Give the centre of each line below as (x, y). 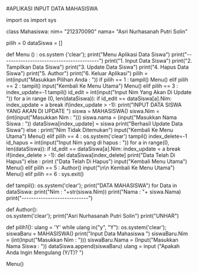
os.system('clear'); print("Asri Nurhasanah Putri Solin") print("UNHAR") (92, 216)
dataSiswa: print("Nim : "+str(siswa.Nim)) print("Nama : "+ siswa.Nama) (94, 192)
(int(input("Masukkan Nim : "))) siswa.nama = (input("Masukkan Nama (92, 117)
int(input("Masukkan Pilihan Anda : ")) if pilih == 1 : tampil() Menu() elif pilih (97, 80)
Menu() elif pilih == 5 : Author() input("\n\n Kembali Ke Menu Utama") (90, 168)
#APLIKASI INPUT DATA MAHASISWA (52, 9)
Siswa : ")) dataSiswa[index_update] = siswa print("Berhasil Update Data (95, 123)
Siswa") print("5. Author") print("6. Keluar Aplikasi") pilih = (77, 73)
